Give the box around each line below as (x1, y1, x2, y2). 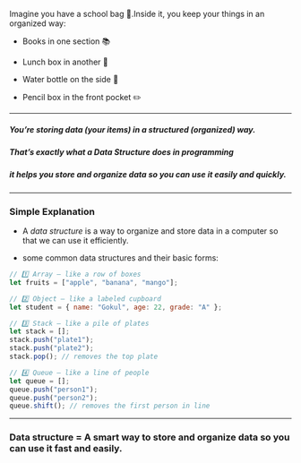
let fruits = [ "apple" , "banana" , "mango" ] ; (9, 278, 178, 287)
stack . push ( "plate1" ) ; (9, 336, 94, 345)
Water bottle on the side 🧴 (21, 74, 119, 84)
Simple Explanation (9, 205, 96, 218)
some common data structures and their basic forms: (21, 253, 219, 263)
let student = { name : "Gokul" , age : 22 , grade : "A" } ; (9, 303, 222, 312)
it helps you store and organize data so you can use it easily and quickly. (9, 169, 287, 180)
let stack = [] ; (9, 327, 70, 336)
